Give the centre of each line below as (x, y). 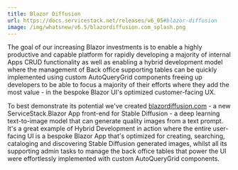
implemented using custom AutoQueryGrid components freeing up (105, 77)
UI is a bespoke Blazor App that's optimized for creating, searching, (126, 136)
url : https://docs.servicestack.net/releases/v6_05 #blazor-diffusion (113, 21)
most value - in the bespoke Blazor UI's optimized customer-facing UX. (112, 92)
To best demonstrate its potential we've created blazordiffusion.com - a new (119, 106)
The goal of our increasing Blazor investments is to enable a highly (105, 47)
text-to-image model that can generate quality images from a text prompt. (115, 121)
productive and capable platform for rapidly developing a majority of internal (119, 55)
